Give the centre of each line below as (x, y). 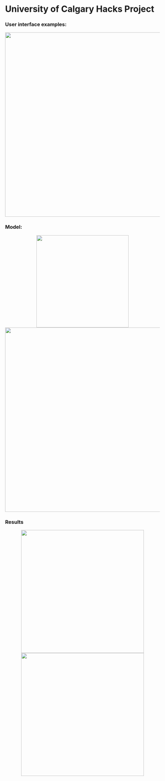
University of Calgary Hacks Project (80, 9)
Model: (14, 227)
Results (14, 522)
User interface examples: (36, 25)
